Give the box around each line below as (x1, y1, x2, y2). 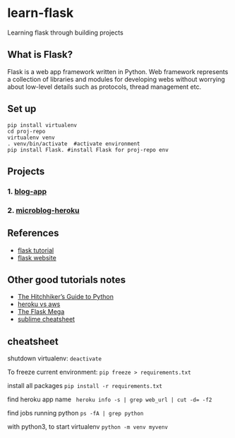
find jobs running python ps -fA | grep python (7, 409, 144, 418)
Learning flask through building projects (7, 28, 123, 37)
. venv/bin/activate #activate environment (7, 140, 140, 147)
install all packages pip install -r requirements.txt (7, 382, 162, 390)
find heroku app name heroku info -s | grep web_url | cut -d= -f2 (7, 395, 212, 403)
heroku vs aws (17, 300, 61, 308)
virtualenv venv (7, 134, 55, 141)
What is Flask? (7, 49, 73, 61)
